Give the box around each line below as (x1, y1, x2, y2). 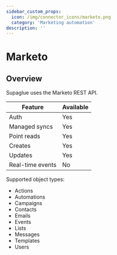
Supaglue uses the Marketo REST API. (6, 89, 98, 96)
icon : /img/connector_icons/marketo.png (11, 14, 111, 20)
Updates (9, 151, 33, 159)
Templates (14, 237, 40, 244)
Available (62, 103, 89, 112)
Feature (22, 103, 44, 112)
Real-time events (9, 161, 57, 169)
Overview (6, 73, 43, 83)
